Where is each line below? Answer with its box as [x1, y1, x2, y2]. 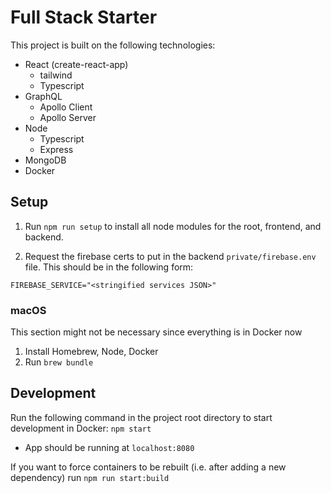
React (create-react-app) [24, 58, 129, 70]
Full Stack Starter [10, 6, 158, 29]
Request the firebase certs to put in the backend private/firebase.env [24, 250, 317, 262]
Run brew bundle [24, 356, 94, 368]
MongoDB [24, 154, 67, 166]
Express [39, 143, 74, 155]
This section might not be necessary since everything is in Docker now [10, 326, 303, 338]
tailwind [39, 69, 73, 81]
